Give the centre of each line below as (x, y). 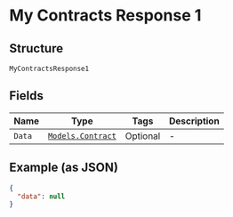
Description (194, 121)
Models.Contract (82, 136)
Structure (36, 48)
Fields (27, 96)
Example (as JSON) (64, 168)
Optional (143, 136)
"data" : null (41, 197)
